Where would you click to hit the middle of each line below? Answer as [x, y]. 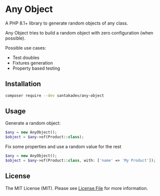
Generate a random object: [33, 123]
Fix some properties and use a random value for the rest [63, 147]
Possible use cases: [26, 48]
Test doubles [26, 57]
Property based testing [36, 68]
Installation [23, 84]
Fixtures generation [33, 63]
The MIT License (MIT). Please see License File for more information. [76, 188]
